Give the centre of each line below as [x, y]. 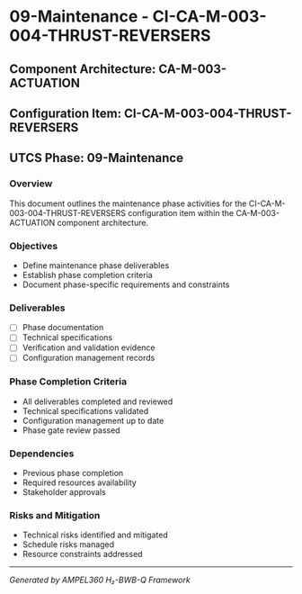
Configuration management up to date [93, 420]
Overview [31, 184]
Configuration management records [89, 358]
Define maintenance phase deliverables [96, 265]
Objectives [34, 246]
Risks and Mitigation [55, 516]
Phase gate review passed [71, 430]
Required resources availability [79, 482]
